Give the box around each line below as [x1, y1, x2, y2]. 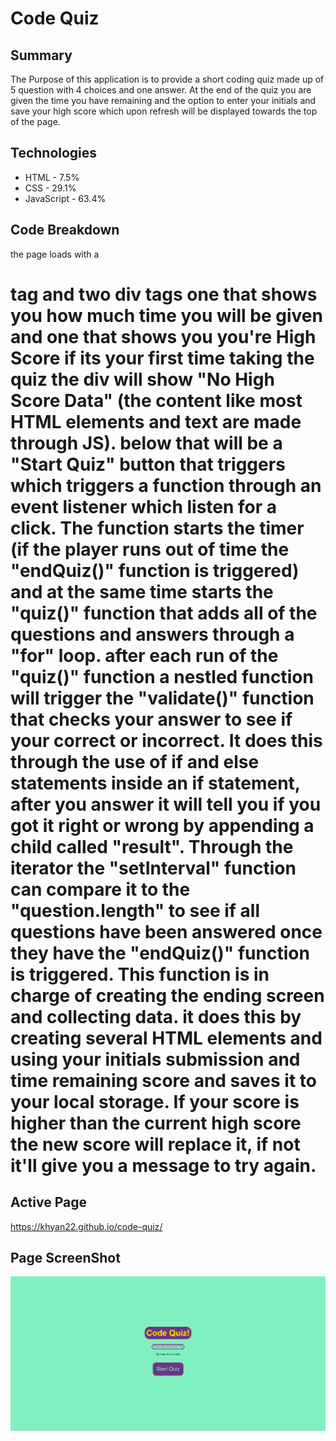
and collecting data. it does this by [10, 1005, 302, 1028]
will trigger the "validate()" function [10, 687, 315, 709]
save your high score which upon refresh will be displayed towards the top [10, 105, 318, 117]
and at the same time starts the [10, 580, 274, 603]
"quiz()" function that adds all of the [10, 602, 318, 624]
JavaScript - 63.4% [24, 192, 107, 204]
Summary [10, 47, 73, 64]
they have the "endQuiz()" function [10, 942, 310, 964]
